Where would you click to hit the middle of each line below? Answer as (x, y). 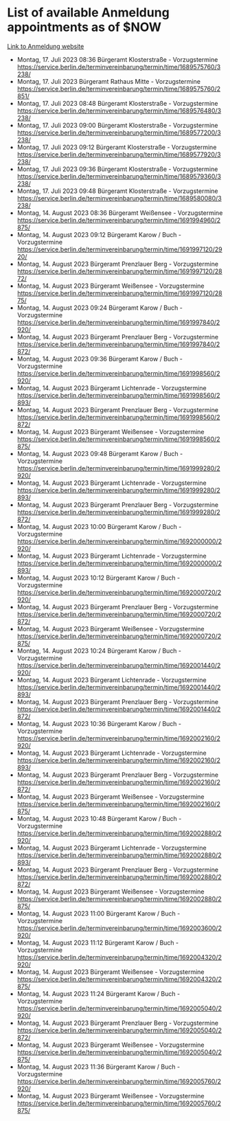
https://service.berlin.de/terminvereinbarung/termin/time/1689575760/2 (119, 89)
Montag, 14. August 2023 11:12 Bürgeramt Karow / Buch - (98, 942)
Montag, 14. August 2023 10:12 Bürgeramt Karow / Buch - (99, 578)
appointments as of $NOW (84, 27)
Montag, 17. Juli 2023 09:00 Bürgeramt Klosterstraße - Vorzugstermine (117, 125)
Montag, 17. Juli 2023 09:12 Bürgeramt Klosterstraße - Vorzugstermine (117, 147)
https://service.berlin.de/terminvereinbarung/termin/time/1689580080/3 (119, 198)
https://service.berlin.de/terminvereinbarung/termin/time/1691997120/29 (119, 249)
